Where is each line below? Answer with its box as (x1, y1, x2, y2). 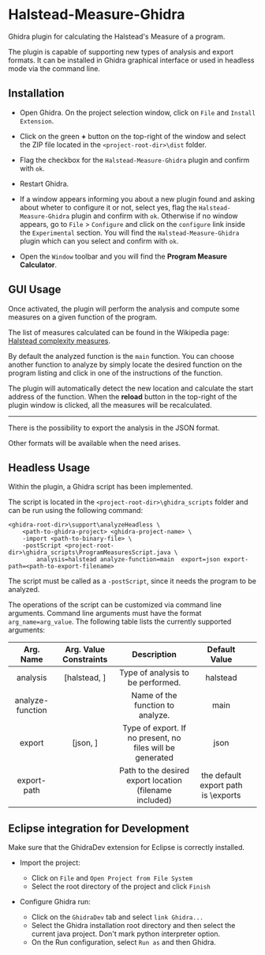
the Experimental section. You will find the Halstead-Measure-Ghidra (19, 228, 240, 237)
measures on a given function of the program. (8, 312, 158, 322)
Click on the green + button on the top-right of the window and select (19, 131, 246, 141)
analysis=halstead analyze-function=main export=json (36, 556, 221, 564)
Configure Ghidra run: (19, 897, 91, 907)
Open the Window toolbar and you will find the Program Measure (19, 251, 227, 261)
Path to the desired (119, 765, 190, 776)
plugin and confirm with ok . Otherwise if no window (70, 211, 238, 221)
